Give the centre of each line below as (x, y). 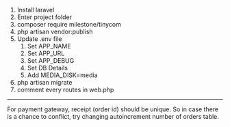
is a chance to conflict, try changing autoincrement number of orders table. (113, 116)
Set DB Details (48, 68)
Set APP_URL (46, 53)
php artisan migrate (44, 82)
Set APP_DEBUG (51, 60)
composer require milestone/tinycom (69, 24)
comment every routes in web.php (65, 89)
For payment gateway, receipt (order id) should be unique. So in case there (113, 109)
